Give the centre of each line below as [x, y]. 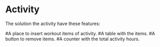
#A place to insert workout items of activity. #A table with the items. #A [80, 33]
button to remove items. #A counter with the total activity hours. [73, 39]
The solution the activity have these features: [53, 24]
